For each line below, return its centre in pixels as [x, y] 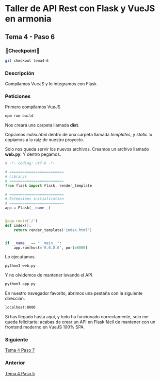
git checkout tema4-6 [27, 61]
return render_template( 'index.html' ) [53, 230]
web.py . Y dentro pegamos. [33, 154]
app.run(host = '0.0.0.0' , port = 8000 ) [51, 248]
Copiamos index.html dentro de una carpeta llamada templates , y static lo [79, 135]
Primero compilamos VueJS [33, 107]
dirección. [15, 299]
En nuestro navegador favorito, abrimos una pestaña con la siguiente [74, 293]
